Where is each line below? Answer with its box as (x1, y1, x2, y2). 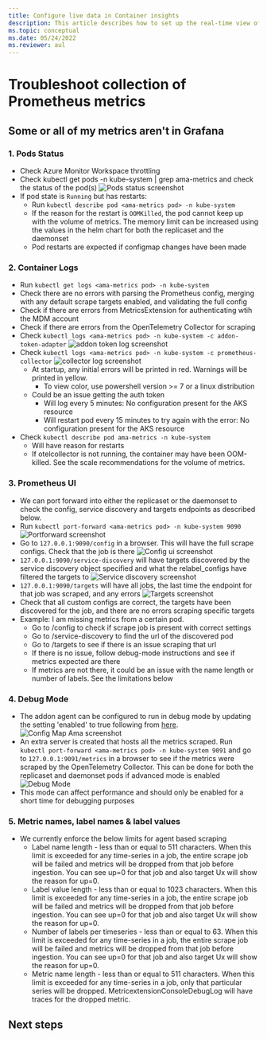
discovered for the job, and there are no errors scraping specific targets (19, 606, 255, 615)
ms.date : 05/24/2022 (8, 33, 77, 42)
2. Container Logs (8, 262, 79, 273)
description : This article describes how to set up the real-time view (8, 19, 250, 27)
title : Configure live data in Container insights (8, 11, 180, 20)
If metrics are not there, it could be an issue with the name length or (31, 665, 254, 674)
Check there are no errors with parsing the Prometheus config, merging (19, 288, 255, 299)
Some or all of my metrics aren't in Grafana (8, 124, 225, 138)
